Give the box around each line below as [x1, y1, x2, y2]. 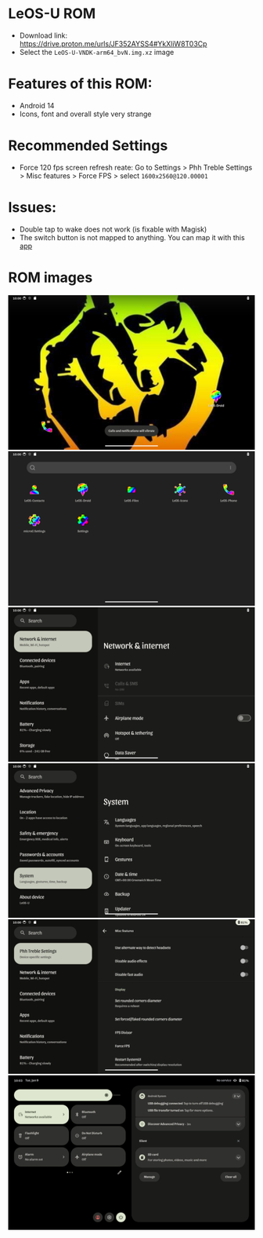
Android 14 [19, 100, 55, 110]
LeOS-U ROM [8, 5, 96, 23]
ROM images [8, 268, 93, 287]
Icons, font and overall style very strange [19, 109, 152, 119]
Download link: [19, 31, 68, 40]
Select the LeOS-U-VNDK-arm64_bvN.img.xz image [19, 47, 175, 57]
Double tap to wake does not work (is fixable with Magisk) [19, 225, 207, 234]
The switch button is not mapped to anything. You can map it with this [19, 232, 245, 242]
